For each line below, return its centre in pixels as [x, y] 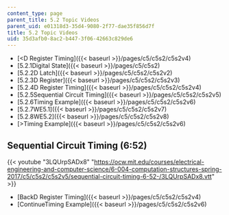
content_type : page [35, 13]
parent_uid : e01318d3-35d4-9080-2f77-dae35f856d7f [81, 26]
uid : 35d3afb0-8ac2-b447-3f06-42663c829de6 [70, 39]
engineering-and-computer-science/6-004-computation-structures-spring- [114, 169]
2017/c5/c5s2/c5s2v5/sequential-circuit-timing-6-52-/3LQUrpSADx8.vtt [110, 176]
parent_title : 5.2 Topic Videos [53, 20]
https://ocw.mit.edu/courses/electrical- [149, 162]
